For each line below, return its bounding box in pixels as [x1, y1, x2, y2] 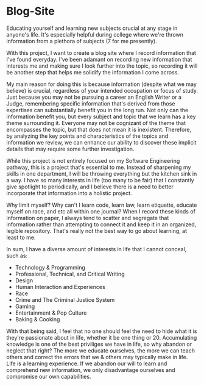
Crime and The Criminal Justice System [15, 296, 115, 303]
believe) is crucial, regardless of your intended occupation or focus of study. [6, 87, 199, 94]
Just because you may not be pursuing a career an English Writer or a [6, 93, 181, 101]
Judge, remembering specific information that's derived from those [6, 99, 175, 107]
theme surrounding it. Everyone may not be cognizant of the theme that [6, 119, 186, 126]
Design [15, 276, 33, 284]
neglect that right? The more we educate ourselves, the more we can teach [6, 346, 195, 354]
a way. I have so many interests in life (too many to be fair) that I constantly [6, 176, 194, 184]
